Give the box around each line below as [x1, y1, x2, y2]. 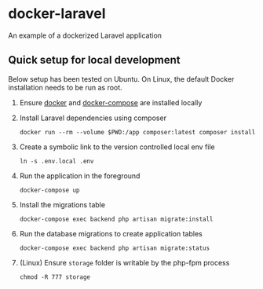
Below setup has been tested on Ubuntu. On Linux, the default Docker [8, 74, 235, 83]
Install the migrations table [19, 199, 106, 209]
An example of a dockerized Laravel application [8, 31, 163, 40]
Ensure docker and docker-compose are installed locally [19, 97, 203, 107]
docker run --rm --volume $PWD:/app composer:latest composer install [19, 128, 256, 136]
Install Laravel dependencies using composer [19, 113, 167, 123]
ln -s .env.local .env [19, 157, 94, 165]
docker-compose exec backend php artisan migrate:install [19, 215, 214, 223]
